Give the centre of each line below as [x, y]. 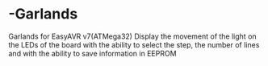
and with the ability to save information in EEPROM [92, 53]
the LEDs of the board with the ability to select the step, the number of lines [134, 44]
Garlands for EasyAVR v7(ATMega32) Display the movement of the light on [132, 36]
